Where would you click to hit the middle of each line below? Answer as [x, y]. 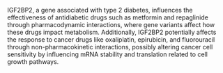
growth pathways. [33, 62]
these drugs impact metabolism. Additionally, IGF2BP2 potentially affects [112, 32]
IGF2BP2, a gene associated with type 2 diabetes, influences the [100, 10]
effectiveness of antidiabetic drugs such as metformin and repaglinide [108, 17]
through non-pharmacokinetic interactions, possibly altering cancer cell [110, 47]
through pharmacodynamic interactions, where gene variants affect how [111, 25]
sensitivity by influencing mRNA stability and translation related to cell [107, 54]
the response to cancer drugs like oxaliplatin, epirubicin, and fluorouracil [111, 40]
